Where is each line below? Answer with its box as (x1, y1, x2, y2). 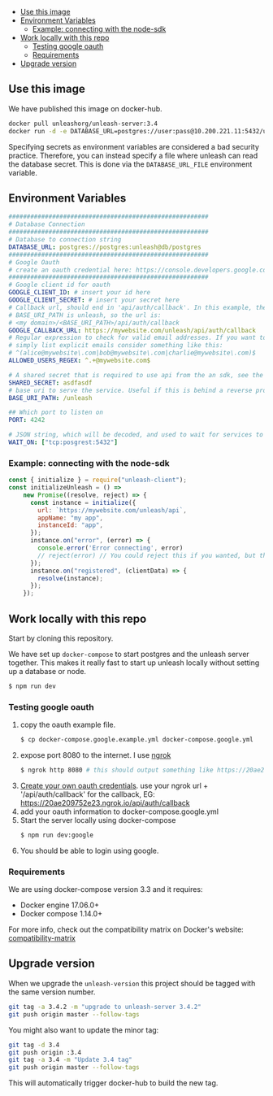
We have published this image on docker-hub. (8, 103, 162, 113)
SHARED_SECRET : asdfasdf (8, 378, 93, 387)
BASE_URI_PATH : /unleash (8, 394, 93, 402)
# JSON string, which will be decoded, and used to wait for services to (8, 431, 264, 439)
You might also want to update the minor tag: (8, 1024, 159, 1035)
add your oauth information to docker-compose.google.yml (19, 807, 219, 816)
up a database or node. (8, 666, 87, 676)
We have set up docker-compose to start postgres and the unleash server (8, 649, 249, 659)
